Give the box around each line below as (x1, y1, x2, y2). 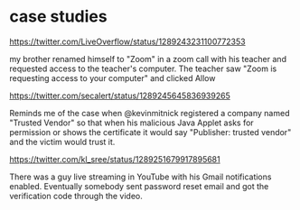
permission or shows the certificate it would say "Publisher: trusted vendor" (9, 126, 292, 137)
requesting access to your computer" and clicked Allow (9, 72, 216, 83)
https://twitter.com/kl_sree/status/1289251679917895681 (9, 153, 220, 164)
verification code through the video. (9, 190, 143, 201)
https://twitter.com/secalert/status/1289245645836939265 (9, 90, 230, 101)
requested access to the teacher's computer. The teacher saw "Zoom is (9, 63, 277, 74)
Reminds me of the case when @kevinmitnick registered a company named (9, 107, 290, 118)
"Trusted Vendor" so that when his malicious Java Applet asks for (9, 117, 255, 128)
